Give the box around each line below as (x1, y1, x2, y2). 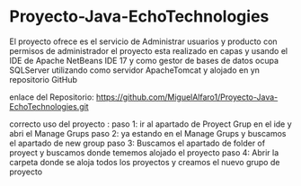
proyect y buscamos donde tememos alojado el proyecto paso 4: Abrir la (9, 146, 279, 158)
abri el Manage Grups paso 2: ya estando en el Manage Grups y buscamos (9, 128, 287, 138)
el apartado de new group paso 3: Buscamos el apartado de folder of (9, 137, 266, 148)
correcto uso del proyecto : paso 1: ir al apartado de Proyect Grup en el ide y (9, 119, 292, 129)
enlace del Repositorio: (9, 92, 94, 102)
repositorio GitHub (9, 74, 78, 84)
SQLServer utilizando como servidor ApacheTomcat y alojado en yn (9, 65, 261, 75)
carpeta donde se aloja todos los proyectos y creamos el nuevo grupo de (9, 156, 280, 167)
